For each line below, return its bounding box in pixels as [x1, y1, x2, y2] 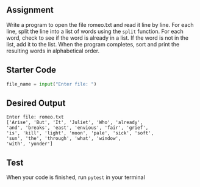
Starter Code [6, 65, 57, 75]
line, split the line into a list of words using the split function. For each [6, 28, 184, 35]
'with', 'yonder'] [6, 141, 53, 147]
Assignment [6, 5, 54, 15]
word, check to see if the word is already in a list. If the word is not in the [6, 34, 189, 42]
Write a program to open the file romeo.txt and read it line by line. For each [6, 21, 194, 28]
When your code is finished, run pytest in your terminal [6, 174, 145, 181]
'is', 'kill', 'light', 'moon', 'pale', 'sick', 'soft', [6, 130, 154, 136]
